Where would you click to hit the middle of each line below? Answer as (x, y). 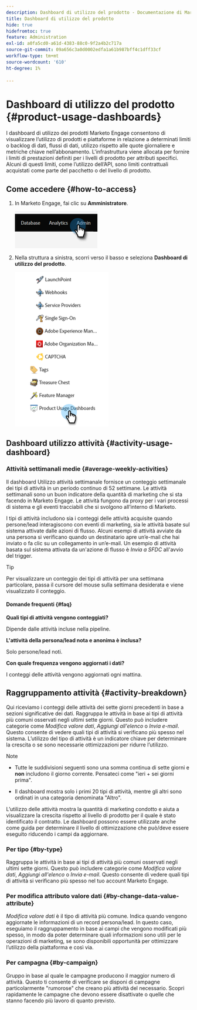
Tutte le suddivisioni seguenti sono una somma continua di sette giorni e (102, 767)
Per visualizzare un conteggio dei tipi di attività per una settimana (85, 578)
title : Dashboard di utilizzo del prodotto (60, 19)
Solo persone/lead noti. (34, 652)
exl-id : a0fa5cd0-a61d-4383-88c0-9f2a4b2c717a (64, 44)
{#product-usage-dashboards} (84, 117)
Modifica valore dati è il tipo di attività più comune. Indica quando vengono (97, 916)
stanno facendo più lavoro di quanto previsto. (61, 1001)
